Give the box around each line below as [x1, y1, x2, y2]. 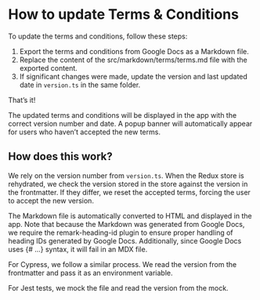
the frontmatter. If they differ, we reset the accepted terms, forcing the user [8, 187, 251, 197]
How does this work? [8, 150, 113, 163]
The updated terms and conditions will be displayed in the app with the [8, 110, 237, 119]
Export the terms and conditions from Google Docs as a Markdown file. [19, 46, 249, 56]
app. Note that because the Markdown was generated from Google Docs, [8, 219, 245, 229]
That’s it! [8, 95, 36, 104]
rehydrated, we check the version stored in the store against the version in [8, 179, 248, 188]
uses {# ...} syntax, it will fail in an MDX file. [8, 244, 148, 254]
